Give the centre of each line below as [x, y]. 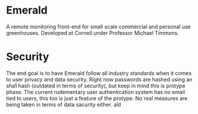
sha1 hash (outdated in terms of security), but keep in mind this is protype [96, 86]
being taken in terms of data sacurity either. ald [64, 105]
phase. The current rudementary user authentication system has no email [95, 92]
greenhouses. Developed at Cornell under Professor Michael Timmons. [92, 32]
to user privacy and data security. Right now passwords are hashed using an [99, 79]
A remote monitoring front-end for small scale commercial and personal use [98, 27]
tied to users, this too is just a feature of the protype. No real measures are [97, 98]
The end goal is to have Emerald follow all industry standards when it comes [99, 73]
